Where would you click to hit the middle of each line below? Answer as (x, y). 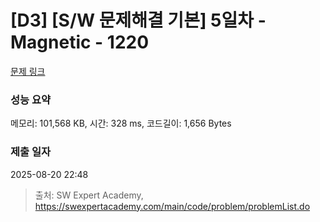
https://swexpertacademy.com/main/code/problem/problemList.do (172, 206)
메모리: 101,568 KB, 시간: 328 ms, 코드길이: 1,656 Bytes (121, 123)
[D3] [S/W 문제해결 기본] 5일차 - (138, 20)
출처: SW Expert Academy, (89, 195)
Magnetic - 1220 (80, 42)
